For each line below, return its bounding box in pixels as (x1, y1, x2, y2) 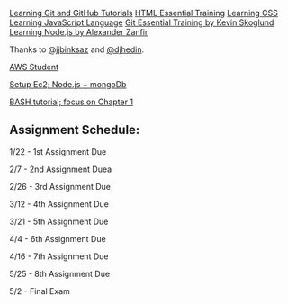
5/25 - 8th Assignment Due (9, 268, 111, 279)
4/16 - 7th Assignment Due (9, 251, 109, 262)
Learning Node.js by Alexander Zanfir (9, 27, 148, 37)
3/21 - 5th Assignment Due (9, 216, 109, 227)
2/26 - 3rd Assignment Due (9, 181, 111, 192)
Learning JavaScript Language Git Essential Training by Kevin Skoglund (9, 17, 274, 28)
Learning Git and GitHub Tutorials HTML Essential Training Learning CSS (9, 8, 279, 18)
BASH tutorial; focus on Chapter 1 (9, 96, 133, 107)
